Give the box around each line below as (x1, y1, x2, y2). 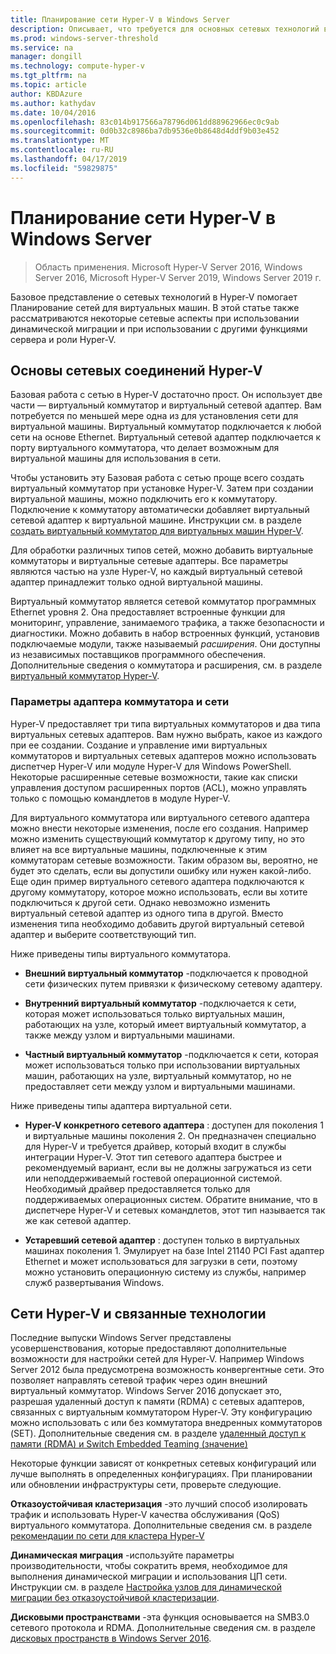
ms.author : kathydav (10, 98, 97, 108)
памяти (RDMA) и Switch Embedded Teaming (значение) (10, 1438, 248, 1450)
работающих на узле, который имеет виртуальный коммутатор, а (24, 1018, 307, 1030)
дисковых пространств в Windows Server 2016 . (10, 1632, 212, 1645)
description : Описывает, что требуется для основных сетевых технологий (10, 24, 320, 34)
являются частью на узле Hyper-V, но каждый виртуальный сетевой (10, 566, 303, 578)
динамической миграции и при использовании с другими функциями (10, 322, 308, 335)
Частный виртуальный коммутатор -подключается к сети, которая (24, 1048, 319, 1060)
